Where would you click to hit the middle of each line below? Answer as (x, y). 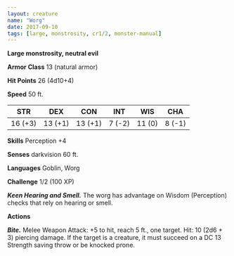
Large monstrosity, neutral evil (53, 53)
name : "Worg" (26, 20)
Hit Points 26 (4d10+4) (41, 81)
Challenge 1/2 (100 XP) (41, 182)
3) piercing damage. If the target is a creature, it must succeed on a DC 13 (114, 238)
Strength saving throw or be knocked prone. (71, 245)
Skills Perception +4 (37, 141)
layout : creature (33, 14)
